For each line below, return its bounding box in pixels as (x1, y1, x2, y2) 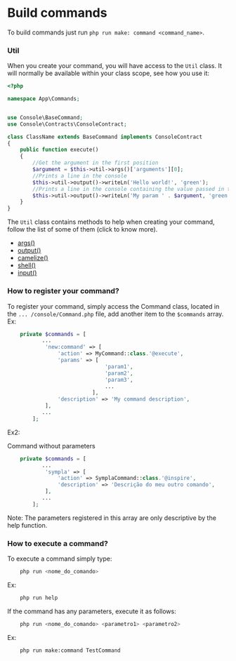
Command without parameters (7, 441, 96, 450)
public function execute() (20, 146, 99, 154)
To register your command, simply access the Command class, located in (7, 302, 220, 310)
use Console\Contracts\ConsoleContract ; (7, 121, 128, 128)
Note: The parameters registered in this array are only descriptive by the (7, 514, 216, 522)
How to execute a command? (7, 538, 109, 548)
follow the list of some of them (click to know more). (7, 225, 158, 234)
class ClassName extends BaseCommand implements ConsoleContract (7, 133, 202, 140)
